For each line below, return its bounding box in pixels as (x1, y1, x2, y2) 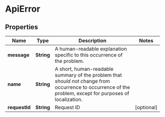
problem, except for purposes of (55, 90, 130, 97)
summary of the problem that (55, 72, 122, 78)
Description (78, 38, 107, 44)
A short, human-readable (55, 66, 114, 72)
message (7, 52, 29, 58)
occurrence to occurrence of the (55, 84, 130, 91)
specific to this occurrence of (55, 52, 123, 58)
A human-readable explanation (55, 45, 127, 52)
